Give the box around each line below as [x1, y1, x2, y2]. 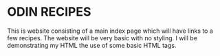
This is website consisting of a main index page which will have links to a [7, 27, 213, 35]
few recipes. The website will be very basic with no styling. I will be [7, 33, 198, 42]
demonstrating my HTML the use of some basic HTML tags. [7, 41, 177, 49]
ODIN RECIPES [7, 4, 91, 20]
